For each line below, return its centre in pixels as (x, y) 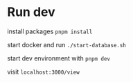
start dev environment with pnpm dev (59, 58)
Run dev (31, 12)
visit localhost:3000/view (43, 72)
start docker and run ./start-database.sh (67, 44)
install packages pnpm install (50, 31)
